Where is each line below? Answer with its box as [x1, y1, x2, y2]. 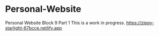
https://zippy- [126, 20, 154, 26]
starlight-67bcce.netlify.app [5, 25, 62, 31]
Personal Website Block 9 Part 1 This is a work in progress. [5, 20, 125, 26]
